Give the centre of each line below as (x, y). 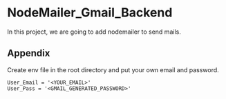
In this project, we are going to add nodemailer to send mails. (94, 32)
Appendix (29, 53)
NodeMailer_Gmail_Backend (90, 13)
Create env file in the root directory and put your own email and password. (113, 69)
